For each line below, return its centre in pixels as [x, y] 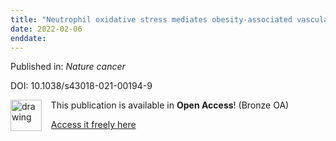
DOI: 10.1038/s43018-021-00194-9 [81, 86]
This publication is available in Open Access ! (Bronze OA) [170, 105]
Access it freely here [93, 125]
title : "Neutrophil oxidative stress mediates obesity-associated [151, 19]
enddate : [28, 38]
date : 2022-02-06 [46, 29]
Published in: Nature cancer [68, 67]
